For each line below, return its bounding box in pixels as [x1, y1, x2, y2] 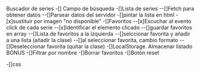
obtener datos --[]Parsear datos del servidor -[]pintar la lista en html [6, 11, 175, 18]
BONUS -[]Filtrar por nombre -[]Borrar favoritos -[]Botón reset [6, 49, 159, 56]
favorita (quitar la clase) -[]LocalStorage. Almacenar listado [47, 43, 193, 50]
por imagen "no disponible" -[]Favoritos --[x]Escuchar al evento [33, 18, 192, 24]
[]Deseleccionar [6, 43, 46, 50]
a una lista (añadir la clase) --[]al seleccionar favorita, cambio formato [6, 37, 179, 43]
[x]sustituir [6, 18, 33, 24]
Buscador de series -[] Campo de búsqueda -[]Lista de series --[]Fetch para [6, 5, 195, 12]
